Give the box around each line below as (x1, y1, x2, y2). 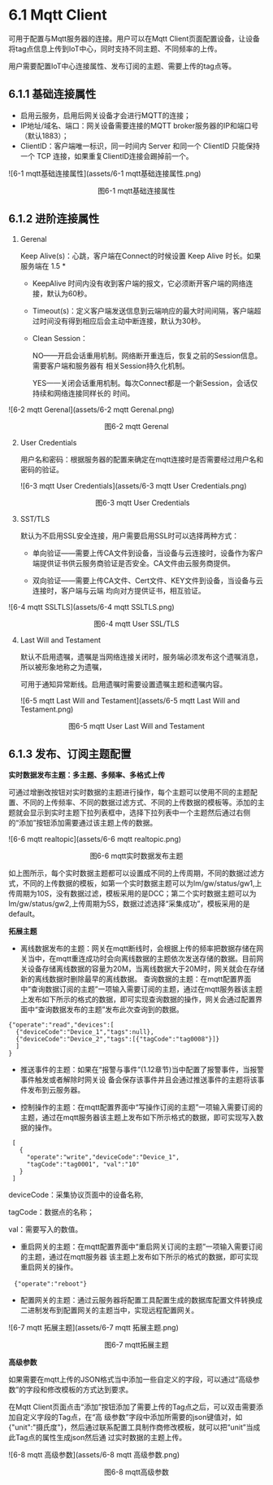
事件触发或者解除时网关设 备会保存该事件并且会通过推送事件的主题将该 (19, 1075, 258, 1084)
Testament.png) (19, 704, 74, 714)
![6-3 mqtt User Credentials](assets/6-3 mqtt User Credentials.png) (19, 480, 247, 490)
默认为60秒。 (46, 288, 92, 298)
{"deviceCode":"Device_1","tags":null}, (15, 1028, 154, 1036)
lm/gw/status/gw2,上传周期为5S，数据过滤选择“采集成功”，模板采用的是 (8, 899, 250, 909)
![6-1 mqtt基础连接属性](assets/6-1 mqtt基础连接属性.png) (8, 169, 201, 178)
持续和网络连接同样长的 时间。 (32, 388, 135, 398)
